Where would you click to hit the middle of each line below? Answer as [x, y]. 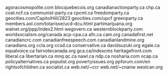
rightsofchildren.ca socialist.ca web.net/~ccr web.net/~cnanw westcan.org [84, 67]
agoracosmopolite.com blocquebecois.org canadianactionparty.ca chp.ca [83, 7]
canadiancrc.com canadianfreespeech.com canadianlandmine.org [75, 40]
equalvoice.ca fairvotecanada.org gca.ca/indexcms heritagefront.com [78, 51]
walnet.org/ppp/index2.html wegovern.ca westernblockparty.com [74, 29]
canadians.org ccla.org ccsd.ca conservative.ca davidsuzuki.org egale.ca [82, 45]
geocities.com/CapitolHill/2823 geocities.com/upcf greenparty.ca [74, 18]
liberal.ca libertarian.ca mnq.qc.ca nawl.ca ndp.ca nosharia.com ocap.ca [81, 56]
